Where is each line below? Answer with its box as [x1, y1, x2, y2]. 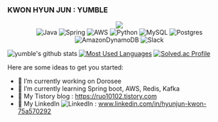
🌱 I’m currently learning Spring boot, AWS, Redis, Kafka [17, 84, 180, 93]
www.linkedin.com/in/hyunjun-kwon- [98, 99, 207, 108]
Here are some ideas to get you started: [7, 63, 124, 72]
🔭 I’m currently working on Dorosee [17, 77, 122, 86]
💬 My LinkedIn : [17, 99, 97, 108]
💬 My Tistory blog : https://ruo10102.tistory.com [17, 92, 158, 101]
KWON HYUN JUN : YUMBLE [7, 5, 109, 15]
